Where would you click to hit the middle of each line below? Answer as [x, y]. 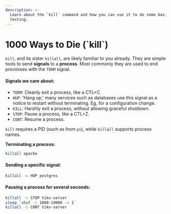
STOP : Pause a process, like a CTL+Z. [51, 114]
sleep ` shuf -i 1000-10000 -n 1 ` [41, 203]
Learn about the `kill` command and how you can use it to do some [83, 15]
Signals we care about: [30, 81]
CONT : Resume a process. [39, 119]
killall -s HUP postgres [32, 175]
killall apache [21, 153]
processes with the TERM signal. [38, 69]
